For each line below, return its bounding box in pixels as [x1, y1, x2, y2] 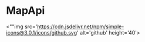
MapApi [6, 4, 45, 17]
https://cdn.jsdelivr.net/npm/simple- [37, 23, 124, 30]
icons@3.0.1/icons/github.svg [6, 29, 77, 36]
